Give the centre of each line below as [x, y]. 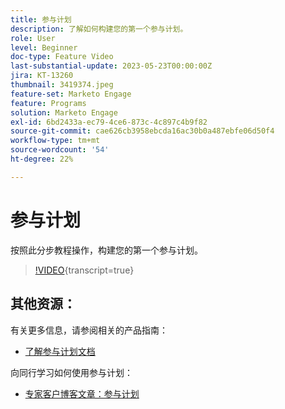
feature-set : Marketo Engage [71, 94]
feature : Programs [48, 103]
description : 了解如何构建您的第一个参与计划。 [99, 29]
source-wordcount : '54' [60, 150]
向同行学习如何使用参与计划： [71, 372]
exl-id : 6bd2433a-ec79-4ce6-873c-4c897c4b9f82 [109, 122]
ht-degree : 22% [42, 159]
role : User [33, 38]
